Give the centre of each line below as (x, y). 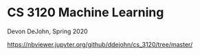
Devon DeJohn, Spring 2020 (47, 31)
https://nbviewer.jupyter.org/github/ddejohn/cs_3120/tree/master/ (100, 44)
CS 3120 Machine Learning (86, 13)
